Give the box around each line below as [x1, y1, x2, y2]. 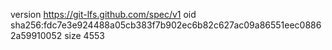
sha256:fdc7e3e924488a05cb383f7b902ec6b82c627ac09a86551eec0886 [10, 19, 322, 31]
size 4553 [64, 30, 105, 41]
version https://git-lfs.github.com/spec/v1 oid [10, 9, 197, 20]
